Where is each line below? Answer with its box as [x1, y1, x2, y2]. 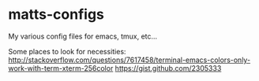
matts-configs [8, 6, 105, 24]
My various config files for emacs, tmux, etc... [8, 31, 158, 41]
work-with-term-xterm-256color [8, 63, 114, 72]
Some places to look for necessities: [8, 46, 126, 56]
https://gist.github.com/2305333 [114, 63, 222, 72]
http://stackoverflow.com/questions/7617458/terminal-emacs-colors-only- [8, 55, 251, 64]
